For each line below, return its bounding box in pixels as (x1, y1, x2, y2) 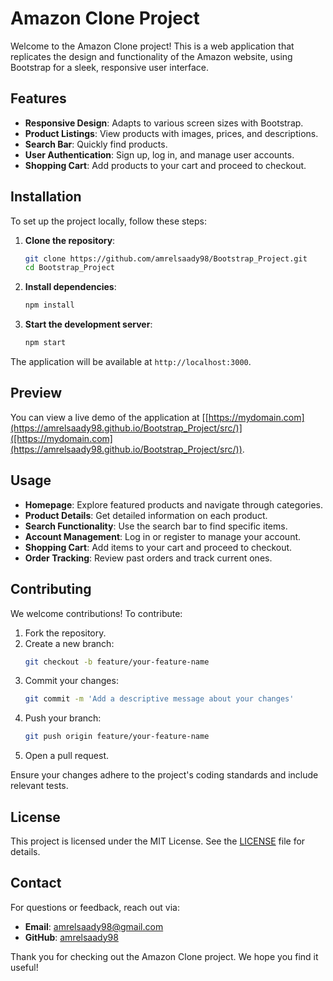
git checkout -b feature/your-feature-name (24, 657, 210, 667)
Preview (10, 385, 63, 402)
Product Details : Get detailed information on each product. (24, 509, 268, 521)
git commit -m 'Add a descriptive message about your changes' (24, 694, 295, 704)
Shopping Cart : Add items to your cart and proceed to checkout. (24, 541, 293, 553)
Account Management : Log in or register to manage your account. (24, 530, 302, 542)
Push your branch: (24, 712, 102, 724)
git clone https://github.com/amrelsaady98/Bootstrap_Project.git (24, 253, 308, 264)
